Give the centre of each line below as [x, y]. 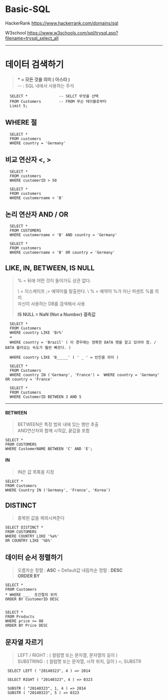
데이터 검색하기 [34, 65]
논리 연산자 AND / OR [37, 214]
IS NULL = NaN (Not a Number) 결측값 [56, 315]
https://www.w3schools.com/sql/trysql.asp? [73, 33]
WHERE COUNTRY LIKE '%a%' [32, 536]
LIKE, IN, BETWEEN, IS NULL [50, 268]
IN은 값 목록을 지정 [36, 472]
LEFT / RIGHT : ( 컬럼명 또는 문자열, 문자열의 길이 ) [67, 655]
